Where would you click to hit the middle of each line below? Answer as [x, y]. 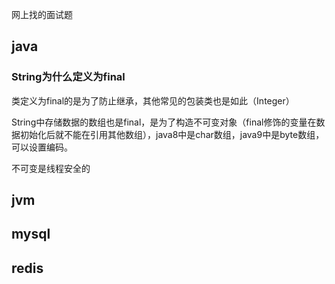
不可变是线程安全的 [51, 168]
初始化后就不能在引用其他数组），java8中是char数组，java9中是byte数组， [172, 134]
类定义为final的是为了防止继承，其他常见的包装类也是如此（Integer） [153, 100]
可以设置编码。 [42, 147]
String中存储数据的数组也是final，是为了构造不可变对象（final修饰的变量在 [164, 122]
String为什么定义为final [68, 77]
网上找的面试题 [42, 14]
